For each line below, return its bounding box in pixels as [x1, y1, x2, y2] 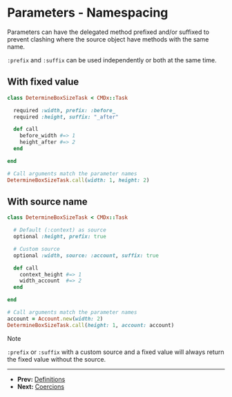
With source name [7, 195, 88, 207]
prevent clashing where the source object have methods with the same [7, 35, 209, 43]
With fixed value [7, 76, 79, 88]
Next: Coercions [17, 382, 64, 391]
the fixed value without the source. [7, 355, 106, 363]
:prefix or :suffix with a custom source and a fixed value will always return [7, 348, 224, 356]
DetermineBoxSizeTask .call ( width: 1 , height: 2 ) [7, 177, 150, 184]
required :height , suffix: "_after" [13, 113, 119, 121]
